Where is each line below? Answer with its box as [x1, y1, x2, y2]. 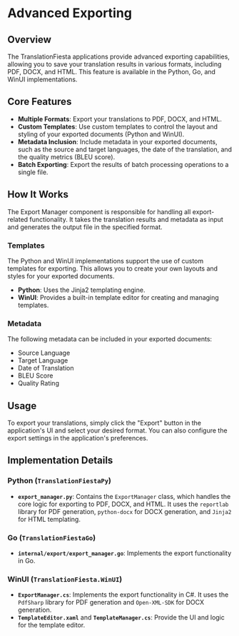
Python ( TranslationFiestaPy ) [7, 476, 112, 486]
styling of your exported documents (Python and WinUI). [17, 130, 185, 138]
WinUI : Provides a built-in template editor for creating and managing [17, 293, 219, 301]
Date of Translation [17, 364, 74, 373]
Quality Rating [17, 379, 59, 388]
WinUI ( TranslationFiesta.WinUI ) [7, 574, 123, 584]
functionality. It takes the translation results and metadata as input [29, 215, 223, 223]
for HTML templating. [17, 515, 81, 523]
